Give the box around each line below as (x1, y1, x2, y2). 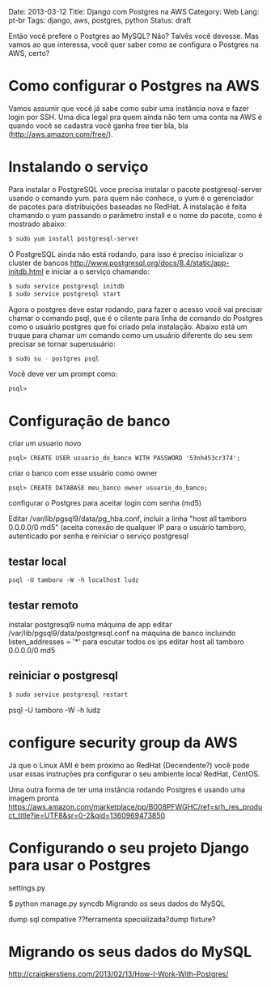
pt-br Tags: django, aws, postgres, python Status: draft (8, 15, 192, 25)
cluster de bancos (8, 258, 69, 267)
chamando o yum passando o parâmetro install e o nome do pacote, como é (8, 210, 263, 220)
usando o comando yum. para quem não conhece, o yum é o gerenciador (8, 193, 254, 203)
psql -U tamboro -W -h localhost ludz (8, 576, 139, 584)
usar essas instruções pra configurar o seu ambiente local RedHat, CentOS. (8, 769, 260, 779)
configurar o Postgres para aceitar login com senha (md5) (8, 498, 202, 508)
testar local (8, 554, 67, 568)
